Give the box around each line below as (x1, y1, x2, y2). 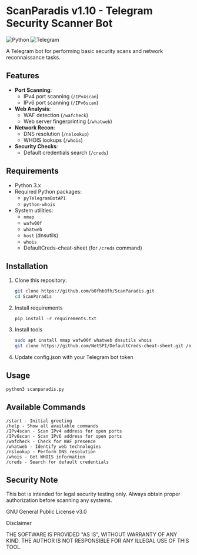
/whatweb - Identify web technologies (6, 443, 101, 450)
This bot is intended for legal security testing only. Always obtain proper (6, 490, 181, 498)
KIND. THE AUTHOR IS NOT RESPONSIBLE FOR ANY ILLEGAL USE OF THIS (6, 537, 189, 544)
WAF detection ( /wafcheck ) (23, 111, 89, 118)
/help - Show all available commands (6, 423, 99, 429)
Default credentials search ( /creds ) (23, 149, 109, 156)
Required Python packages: (14, 188, 82, 195)
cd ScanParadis (14, 294, 52, 300)
